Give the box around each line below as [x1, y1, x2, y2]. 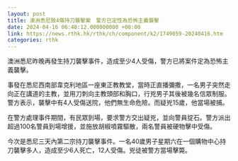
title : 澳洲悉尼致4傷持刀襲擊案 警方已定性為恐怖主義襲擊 [7, 17, 159, 24]
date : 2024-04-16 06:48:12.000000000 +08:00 [7, 23, 141, 30]
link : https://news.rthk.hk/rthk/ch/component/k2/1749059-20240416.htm [7, 30, 223, 37]
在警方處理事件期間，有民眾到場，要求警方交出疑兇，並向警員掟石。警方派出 [7, 114, 231, 122]
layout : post [7, 10, 46, 18]
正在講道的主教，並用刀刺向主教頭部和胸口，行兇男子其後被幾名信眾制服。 [13, 90, 231, 98]
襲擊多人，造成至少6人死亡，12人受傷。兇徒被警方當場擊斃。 [13, 146, 191, 155]
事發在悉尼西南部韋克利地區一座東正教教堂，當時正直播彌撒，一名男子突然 [7, 80, 225, 89]
